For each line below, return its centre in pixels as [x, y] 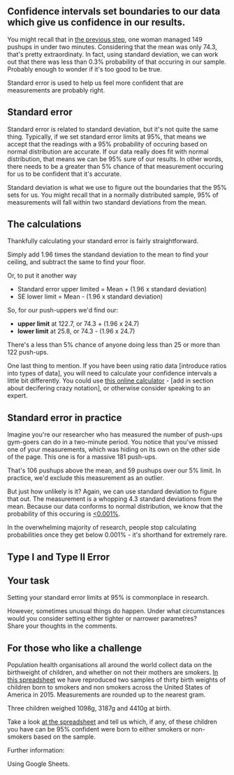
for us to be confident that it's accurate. [64, 174]
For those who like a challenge [74, 648]
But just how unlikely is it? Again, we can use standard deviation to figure [112, 492]
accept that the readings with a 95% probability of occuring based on [107, 144]
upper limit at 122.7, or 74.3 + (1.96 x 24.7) [78, 324]
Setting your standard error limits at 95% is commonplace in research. [108, 598]
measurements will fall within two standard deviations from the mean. [107, 202]
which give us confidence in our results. [96, 23]
